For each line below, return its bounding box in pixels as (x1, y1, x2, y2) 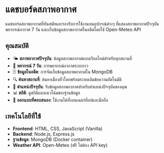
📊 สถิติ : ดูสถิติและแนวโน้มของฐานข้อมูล (12, 89, 80, 96)
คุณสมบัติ (5, 42, 29, 50)
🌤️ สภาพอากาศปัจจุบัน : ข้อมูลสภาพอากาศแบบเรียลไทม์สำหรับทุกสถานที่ (12, 55, 132, 62)
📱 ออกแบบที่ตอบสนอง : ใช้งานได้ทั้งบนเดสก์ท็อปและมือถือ (12, 97, 108, 103)
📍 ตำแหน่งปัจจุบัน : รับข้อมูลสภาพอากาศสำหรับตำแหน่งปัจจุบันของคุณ (12, 83, 127, 89)
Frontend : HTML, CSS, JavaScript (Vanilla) (12, 126, 103, 132)
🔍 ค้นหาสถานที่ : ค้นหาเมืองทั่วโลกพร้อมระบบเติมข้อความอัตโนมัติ (12, 76, 122, 82)
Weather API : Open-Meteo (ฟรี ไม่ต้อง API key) (12, 142, 108, 148)
